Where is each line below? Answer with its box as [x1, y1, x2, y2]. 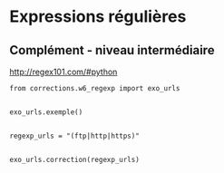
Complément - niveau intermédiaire [9, 43, 215, 58]
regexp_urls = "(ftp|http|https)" [9, 131, 141, 140]
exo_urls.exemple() [9, 108, 83, 117]
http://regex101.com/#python [9, 66, 118, 77]
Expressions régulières [9, 6, 187, 27]
